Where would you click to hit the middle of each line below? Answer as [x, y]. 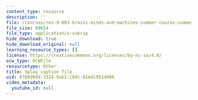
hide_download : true [32, 39]
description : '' [26, 17]
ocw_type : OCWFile [29, 61]
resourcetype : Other [32, 66]
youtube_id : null [33, 88]
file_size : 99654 [27, 28]
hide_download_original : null [43, 45]
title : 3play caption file [39, 72]
